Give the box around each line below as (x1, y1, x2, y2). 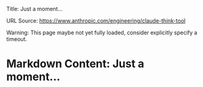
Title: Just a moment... (6, 6, 63, 12)
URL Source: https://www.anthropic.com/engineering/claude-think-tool (6, 17, 186, 24)
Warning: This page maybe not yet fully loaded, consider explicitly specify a (6, 29, 197, 36)
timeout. (6, 36, 28, 42)
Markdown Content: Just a (6, 57, 145, 71)
